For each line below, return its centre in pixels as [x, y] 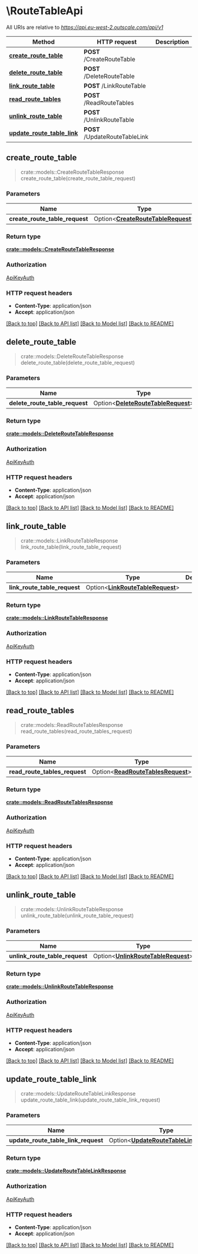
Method [43, 41]
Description [172, 41]
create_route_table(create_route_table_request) [78, 178]
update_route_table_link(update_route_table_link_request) [90, 1100]
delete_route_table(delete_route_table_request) [78, 362]
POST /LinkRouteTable [115, 86]
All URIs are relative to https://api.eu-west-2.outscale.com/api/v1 [85, 27]
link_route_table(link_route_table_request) [71, 547]
